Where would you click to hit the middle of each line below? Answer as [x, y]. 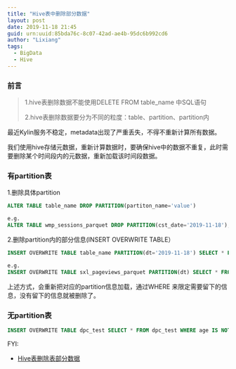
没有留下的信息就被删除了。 [59, 295]
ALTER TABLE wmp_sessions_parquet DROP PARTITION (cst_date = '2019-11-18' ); [119, 225]
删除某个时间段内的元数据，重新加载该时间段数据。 [87, 156]
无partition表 [29, 315]
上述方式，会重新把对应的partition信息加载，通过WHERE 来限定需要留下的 [114, 287]
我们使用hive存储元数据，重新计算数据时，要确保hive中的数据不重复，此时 [115, 147]
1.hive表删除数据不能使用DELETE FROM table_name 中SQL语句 [116, 102]
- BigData [28, 54]
